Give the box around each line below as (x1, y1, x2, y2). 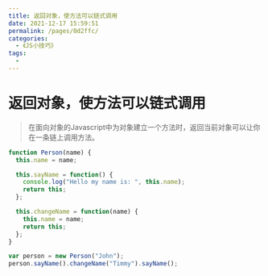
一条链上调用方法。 (35, 132, 99, 142)
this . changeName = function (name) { (15, 207, 138, 216)
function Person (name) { (8, 148, 92, 157)
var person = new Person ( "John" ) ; (8, 252, 125, 261)
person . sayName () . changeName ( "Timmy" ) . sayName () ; (8, 260, 179, 268)
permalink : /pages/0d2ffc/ (8, 27, 99, 35)
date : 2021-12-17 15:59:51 (8, 19, 99, 27)
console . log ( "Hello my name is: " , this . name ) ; (23, 178, 185, 186)
